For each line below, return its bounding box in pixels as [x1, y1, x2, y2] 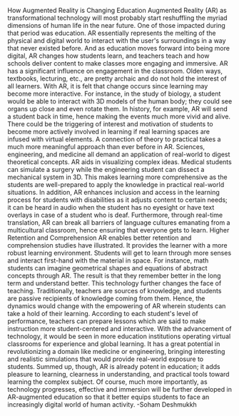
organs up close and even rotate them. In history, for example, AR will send [7, 105, 228, 113]
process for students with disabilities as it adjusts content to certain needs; [7, 196, 228, 204]
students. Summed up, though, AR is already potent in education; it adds [7, 362, 220, 370]
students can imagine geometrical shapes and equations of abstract [7, 264, 208, 272]
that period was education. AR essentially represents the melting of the [7, 29, 216, 37]
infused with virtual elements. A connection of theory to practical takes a [7, 135, 221, 143]
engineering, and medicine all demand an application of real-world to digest [7, 150, 230, 158]
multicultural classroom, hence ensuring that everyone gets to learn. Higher [7, 226, 230, 234]
